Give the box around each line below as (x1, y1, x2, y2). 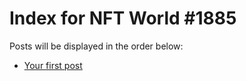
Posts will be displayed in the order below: (9, 40, 184, 52)
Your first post (23, 59, 83, 71)
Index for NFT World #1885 (9, 7, 237, 30)
